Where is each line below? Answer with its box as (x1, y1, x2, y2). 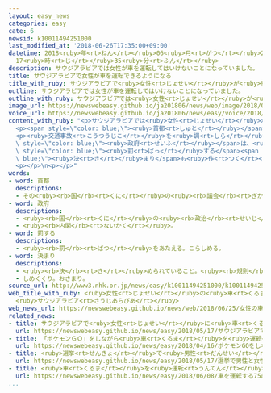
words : (8, 169, 31, 178)
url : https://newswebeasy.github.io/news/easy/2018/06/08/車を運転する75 (15, 372, 261, 380)
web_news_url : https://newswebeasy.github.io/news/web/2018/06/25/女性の (8, 304, 258, 312)
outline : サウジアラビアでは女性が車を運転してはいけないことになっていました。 (8, 86, 244, 95)
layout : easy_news (8, 11, 70, 20)
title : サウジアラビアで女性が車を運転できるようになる (8, 72, 172, 80)
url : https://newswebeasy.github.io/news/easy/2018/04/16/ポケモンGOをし (15, 342, 261, 350)
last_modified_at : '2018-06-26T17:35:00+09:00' (8, 42, 172, 50)
